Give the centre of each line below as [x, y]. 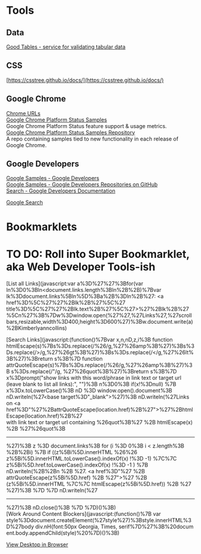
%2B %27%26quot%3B [36, 428]
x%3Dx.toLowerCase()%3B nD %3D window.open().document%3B [89, 390]
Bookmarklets [42, 226]
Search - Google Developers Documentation [61, 191]
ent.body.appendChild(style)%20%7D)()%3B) [63, 532]
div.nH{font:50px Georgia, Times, [76, 526]
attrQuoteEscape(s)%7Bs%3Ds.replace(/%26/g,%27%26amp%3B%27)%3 [99, 365]
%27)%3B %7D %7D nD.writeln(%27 [52, 490]
